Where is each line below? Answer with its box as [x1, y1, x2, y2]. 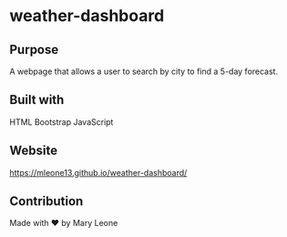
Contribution [9, 193, 84, 210]
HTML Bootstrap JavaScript [9, 116, 114, 128]
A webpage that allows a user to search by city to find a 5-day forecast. [9, 66, 279, 77]
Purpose [9, 42, 59, 57]
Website [9, 143, 57, 159]
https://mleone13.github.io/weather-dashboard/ [9, 167, 188, 178]
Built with [9, 92, 65, 108]
